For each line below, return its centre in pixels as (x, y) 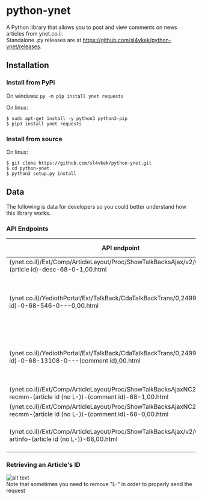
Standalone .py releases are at (44, 40)
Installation (28, 65)
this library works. (29, 213)
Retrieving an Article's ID (44, 464)
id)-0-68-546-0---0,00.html (54, 306)
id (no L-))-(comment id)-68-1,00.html (111, 397)
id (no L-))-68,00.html (85, 439)
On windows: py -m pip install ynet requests (65, 96)
